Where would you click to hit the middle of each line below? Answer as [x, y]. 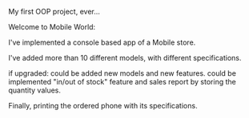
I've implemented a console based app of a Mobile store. [102, 42]
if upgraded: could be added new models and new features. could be [122, 73]
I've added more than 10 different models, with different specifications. [125, 58]
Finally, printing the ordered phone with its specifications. [103, 106]
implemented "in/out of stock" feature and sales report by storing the [122, 82]
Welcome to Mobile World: [52, 27]
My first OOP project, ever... [54, 12]
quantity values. [35, 90]
